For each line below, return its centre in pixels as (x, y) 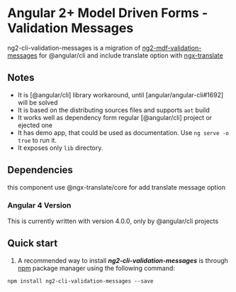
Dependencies (40, 170)
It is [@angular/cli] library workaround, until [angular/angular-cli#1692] (120, 94)
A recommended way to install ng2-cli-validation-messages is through (123, 260)
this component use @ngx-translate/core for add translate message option (116, 187)
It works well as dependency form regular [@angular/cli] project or (115, 117)
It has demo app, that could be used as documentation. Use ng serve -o (123, 132)
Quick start (33, 243)
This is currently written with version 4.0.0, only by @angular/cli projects (113, 221)
